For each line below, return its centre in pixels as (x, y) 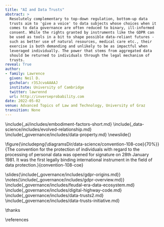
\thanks (13, 210)
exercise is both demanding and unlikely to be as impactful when (79, 46)
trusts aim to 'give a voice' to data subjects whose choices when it (83, 23)
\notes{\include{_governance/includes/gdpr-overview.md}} (65, 179)
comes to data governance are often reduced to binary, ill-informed (82, 28)
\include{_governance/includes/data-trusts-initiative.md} (62, 200)
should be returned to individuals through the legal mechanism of (80, 55)
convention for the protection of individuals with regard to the (78, 149)
